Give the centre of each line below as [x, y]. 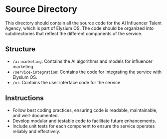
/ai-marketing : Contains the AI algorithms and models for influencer [83, 61]
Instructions [24, 98]
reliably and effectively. [36, 131]
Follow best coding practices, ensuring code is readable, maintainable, [85, 110]
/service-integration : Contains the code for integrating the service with [87, 72]
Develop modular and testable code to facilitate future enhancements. [84, 121]
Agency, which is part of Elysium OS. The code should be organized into [80, 28]
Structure [20, 49]
